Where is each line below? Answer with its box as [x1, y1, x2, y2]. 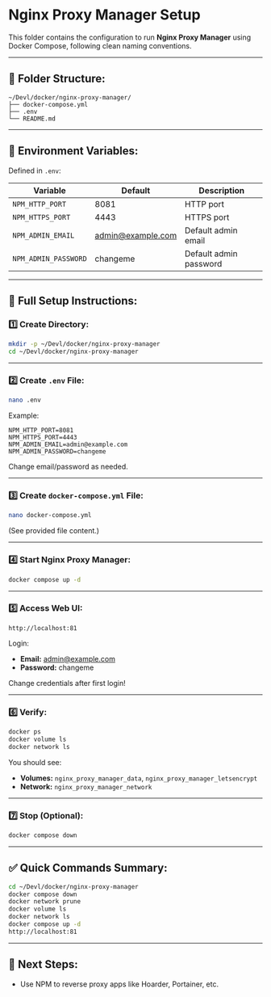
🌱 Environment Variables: [8, 144, 139, 158]
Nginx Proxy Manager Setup [8, 6, 201, 24]
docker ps [8, 728, 42, 736]
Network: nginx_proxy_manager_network [19, 781, 152, 791]
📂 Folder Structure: [8, 72, 106, 86]
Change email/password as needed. [8, 462, 129, 472]
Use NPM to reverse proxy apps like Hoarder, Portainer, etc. [19, 979, 219, 989]
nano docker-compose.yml [8, 511, 92, 520]
